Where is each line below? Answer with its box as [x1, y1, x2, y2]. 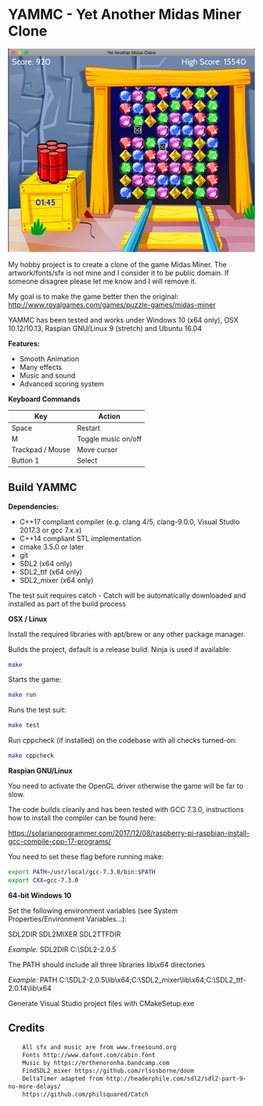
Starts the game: [8, 675, 62, 684]
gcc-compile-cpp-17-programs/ [8, 837, 111, 846]
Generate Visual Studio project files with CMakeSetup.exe [8, 998, 195, 1008]
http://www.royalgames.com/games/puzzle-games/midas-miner [8, 300, 216, 309]
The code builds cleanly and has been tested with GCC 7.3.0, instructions [8, 805, 244, 815]
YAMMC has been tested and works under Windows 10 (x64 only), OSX [8, 315, 239, 324]
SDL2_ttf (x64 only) [19, 567, 83, 577]
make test [8, 721, 41, 730]
